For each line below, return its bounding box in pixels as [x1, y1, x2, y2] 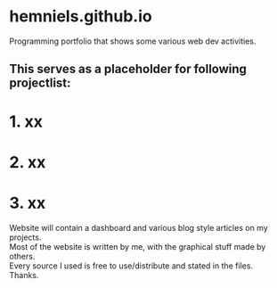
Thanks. [9, 269, 39, 280]
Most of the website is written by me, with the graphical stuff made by [9, 241, 266, 251]
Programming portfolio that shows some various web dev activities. [9, 36, 257, 46]
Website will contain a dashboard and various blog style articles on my [9, 222, 269, 233]
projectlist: [9, 76, 71, 91]
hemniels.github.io [9, 6, 153, 27]
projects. [9, 232, 42, 243]
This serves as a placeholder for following [9, 62, 248, 77]
